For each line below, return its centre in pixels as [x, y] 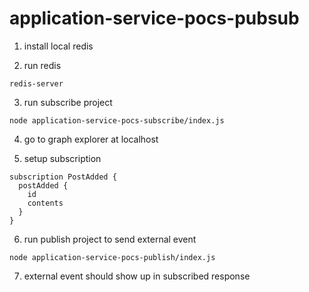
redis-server [36, 83]
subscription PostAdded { [63, 177]
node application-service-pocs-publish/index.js [112, 257]
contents [45, 203]
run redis [42, 65]
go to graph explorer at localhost [91, 139]
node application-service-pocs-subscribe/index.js [117, 120]
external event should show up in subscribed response [137, 276]
